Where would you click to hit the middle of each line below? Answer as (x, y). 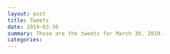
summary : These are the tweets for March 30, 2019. (85, 33)
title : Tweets (28, 20)
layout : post (27, 14)
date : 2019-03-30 (33, 27)
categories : (25, 40)
